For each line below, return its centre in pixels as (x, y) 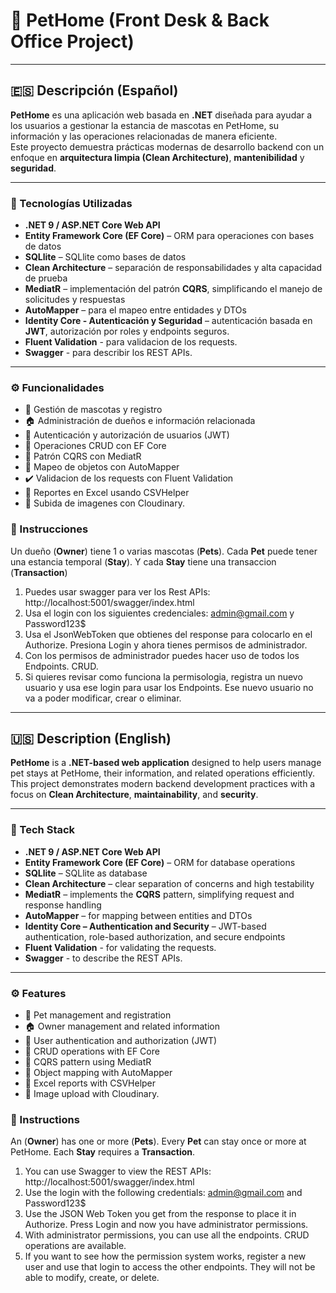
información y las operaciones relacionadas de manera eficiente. (144, 136)
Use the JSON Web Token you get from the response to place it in (160, 1214)
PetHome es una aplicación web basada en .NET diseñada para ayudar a (161, 115)
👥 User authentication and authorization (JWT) (121, 1041)
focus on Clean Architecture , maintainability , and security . (134, 795)
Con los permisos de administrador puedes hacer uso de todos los (162, 655)
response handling (63, 905)
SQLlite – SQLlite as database (86, 873)
